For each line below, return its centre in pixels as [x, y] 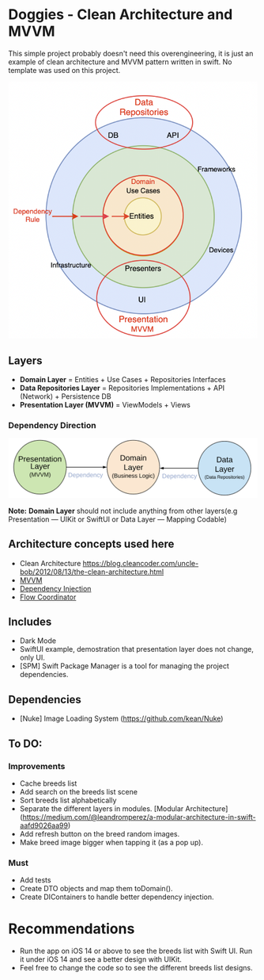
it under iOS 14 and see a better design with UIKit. [100, 959]
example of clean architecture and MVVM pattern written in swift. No [120, 62]
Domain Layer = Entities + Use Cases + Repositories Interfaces [123, 379]
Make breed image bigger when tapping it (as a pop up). [111, 842]
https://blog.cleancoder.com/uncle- [141, 563]
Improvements [37, 766]
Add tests [35, 880]
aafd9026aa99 [44, 825]
